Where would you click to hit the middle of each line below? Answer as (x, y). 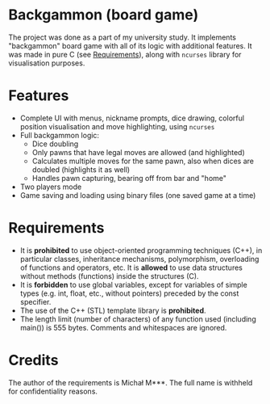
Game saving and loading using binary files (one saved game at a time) (138, 195)
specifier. (35, 301)
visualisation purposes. (47, 63)
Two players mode (51, 187)
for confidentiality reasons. (53, 391)
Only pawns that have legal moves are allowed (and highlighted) (138, 152)
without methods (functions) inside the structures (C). (109, 276)
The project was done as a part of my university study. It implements (122, 37)
